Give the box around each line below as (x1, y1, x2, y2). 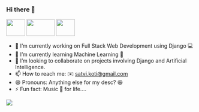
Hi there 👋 (6, 5, 36, 14)
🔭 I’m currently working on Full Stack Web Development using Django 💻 (14, 42, 194, 49)
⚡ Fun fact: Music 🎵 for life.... (14, 86, 87, 93)
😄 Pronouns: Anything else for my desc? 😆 (14, 79, 123, 86)
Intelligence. (14, 64, 46, 71)
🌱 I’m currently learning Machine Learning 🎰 (14, 51, 124, 58)
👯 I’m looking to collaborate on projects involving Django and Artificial (14, 57, 187, 64)
